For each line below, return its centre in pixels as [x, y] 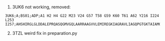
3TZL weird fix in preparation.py [45, 33]
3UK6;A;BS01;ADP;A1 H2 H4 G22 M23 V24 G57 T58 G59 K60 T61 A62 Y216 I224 [82, 16]
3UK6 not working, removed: [41, 7]
